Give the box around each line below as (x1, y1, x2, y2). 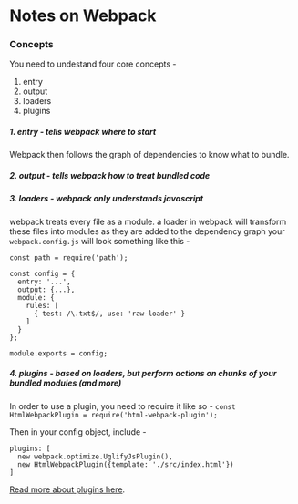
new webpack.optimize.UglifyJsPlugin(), (17, 452, 173, 461)
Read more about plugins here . (9, 484, 126, 495)
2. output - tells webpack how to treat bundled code (9, 170, 211, 181)
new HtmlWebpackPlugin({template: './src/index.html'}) (17, 459, 234, 469)
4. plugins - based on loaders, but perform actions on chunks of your (9, 368, 277, 379)
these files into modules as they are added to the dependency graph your (9, 225, 285, 237)
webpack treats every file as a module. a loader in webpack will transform (9, 216, 287, 227)
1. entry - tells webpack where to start (9, 127, 157, 138)
